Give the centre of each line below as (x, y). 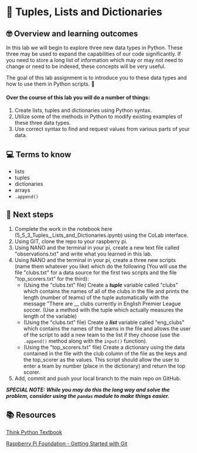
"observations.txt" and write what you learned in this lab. (83, 254)
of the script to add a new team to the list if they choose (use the (101, 335)
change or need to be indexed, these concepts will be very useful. (86, 66)
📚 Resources (31, 415)
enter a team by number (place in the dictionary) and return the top (104, 366)
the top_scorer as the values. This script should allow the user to (101, 359)
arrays (22, 190)
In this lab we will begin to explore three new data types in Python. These (94, 47)
